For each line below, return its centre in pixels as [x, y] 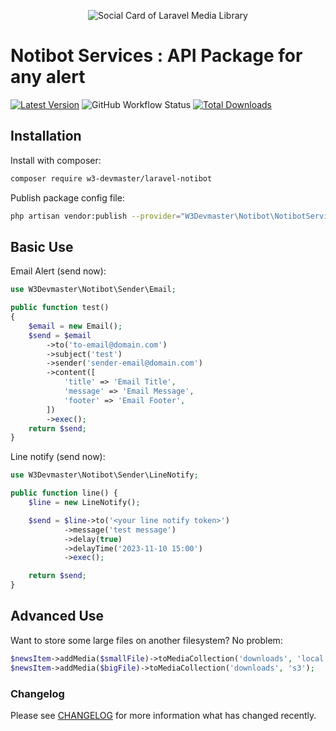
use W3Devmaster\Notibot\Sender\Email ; [93, 290]
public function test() [60, 308]
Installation [46, 136]
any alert [48, 77]
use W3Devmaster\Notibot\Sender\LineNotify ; [104, 475]
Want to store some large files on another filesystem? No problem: [146, 640]
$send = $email [60, 335]
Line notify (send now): [58, 457]
